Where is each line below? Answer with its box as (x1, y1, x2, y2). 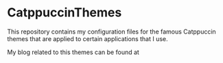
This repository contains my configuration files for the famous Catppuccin (7, 27, 216, 36)
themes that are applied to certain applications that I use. (7, 34, 168, 42)
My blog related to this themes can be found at (7, 48, 139, 56)
